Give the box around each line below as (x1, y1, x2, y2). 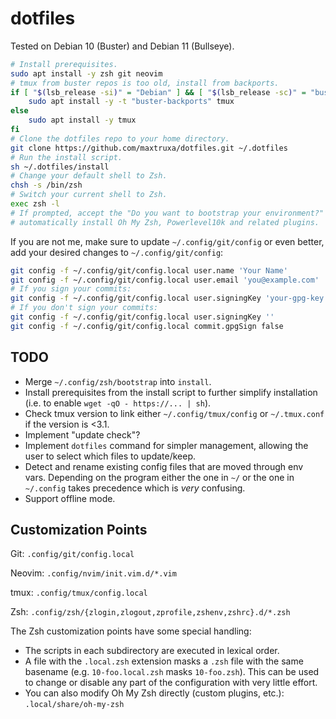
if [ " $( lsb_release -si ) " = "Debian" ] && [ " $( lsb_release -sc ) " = (10, 87, 307, 97)
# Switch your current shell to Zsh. (10, 190, 168, 200)
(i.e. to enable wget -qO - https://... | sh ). (24, 397, 212, 409)
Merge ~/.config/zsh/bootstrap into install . (24, 375, 212, 387)
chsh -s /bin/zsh (10, 180, 83, 191)
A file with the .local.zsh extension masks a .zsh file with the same (24, 655, 304, 667)
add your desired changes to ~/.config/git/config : (10, 246, 224, 258)
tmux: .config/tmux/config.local (10, 587, 148, 599)
